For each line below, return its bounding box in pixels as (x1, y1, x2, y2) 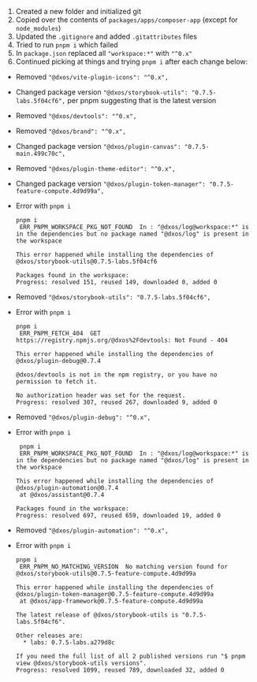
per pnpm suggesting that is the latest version (66, 96, 217, 105)
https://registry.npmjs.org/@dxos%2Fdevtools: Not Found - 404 (15, 336, 229, 344)
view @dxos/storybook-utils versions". (15, 659, 147, 667)
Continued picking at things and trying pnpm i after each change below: (15, 57, 248, 66)
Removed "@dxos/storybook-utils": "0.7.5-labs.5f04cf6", (15, 292, 211, 302)
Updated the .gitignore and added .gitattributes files (15, 32, 197, 41)
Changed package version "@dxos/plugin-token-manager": (15, 179, 207, 188)
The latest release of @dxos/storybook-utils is (15, 611, 179, 619)
